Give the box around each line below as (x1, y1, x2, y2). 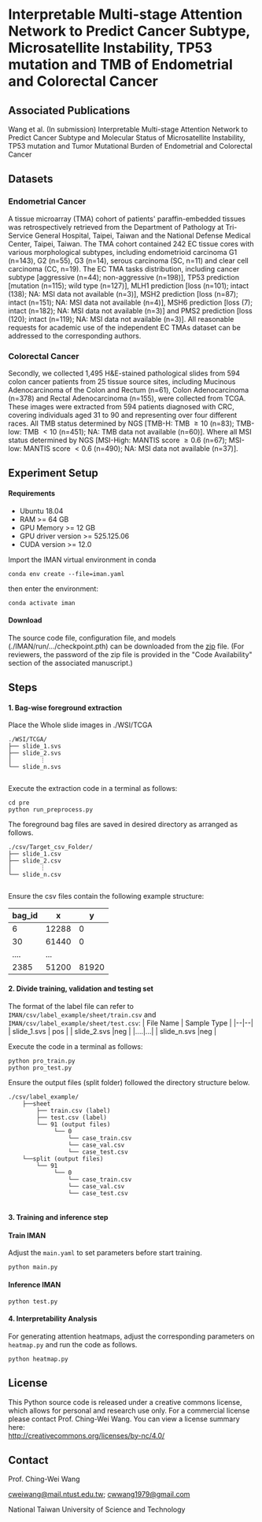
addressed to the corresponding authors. (8, 331, 142, 340)
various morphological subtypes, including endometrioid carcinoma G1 (8, 247, 238, 257)
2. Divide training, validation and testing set (8, 984, 153, 993)
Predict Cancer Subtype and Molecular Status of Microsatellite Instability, (8, 133, 245, 142)
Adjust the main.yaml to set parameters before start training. (8, 1248, 202, 1258)
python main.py (8, 1263, 58, 1272)
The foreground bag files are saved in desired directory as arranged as (8, 820, 238, 829)
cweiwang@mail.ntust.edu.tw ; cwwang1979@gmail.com (8, 1490, 190, 1499)
